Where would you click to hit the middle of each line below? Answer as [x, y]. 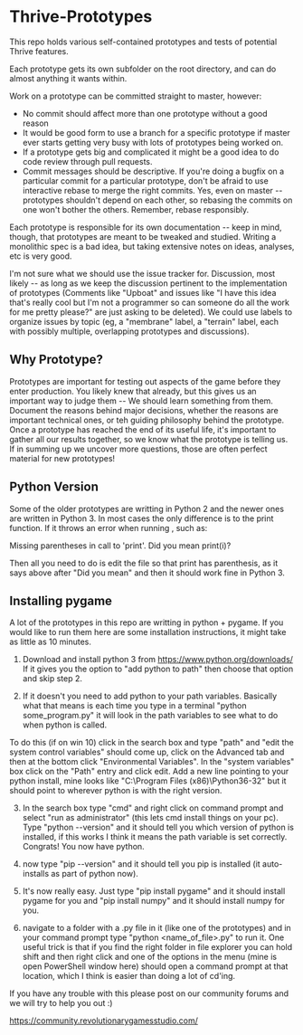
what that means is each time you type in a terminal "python [134, 706]
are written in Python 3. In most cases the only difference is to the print [142, 518]
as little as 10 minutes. [51, 642]
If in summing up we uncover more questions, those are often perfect [139, 449]
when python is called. [64, 725]
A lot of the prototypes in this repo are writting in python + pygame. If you [147, 622]
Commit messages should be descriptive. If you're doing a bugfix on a [153, 171]
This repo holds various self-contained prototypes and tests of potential [143, 42]
